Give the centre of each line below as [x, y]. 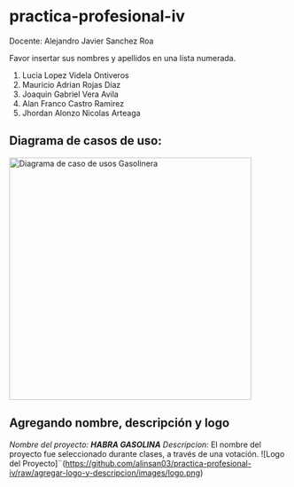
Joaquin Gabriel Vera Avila [70, 94]
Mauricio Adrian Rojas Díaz [71, 84]
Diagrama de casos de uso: [85, 141]
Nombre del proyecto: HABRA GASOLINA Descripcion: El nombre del [135, 444]
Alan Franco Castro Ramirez [73, 103]
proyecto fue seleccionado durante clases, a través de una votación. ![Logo [147, 453]
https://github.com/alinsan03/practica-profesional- [159, 463]
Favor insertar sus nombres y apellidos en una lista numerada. [123, 58]
